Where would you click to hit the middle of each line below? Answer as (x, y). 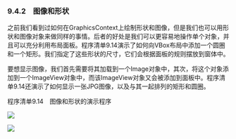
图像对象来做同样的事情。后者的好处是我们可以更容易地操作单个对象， (121, 37)
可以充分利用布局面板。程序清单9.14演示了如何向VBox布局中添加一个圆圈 (119, 45)
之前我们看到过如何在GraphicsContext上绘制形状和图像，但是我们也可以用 (115, 28)
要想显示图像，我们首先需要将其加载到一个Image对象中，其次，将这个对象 (115, 69)
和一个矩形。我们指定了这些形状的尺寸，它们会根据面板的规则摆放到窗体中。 (118, 54)
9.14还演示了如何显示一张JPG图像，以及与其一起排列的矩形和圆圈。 (111, 86)
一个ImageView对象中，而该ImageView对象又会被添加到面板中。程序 (119, 78)
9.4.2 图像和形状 (38, 11)
